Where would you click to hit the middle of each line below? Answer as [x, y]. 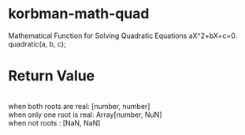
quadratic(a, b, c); [37, 43]
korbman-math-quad [79, 14]
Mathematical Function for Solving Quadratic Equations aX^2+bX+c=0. [123, 36]
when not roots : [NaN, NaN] [54, 122]
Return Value [52, 76]
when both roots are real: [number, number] [79, 106]
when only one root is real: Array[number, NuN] [85, 114]
